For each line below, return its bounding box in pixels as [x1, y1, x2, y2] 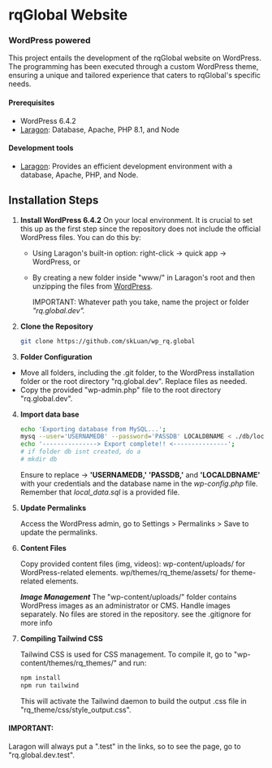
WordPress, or [32, 256, 81, 266]
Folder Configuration [19, 351, 93, 361]
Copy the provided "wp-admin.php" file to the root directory [19, 385, 222, 395]
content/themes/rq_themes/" [19, 657, 118, 668]
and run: [119, 657, 147, 668]
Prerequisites [8, 98, 55, 107]
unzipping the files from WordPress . [32, 281, 153, 290]
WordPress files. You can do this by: [19, 232, 142, 242]
